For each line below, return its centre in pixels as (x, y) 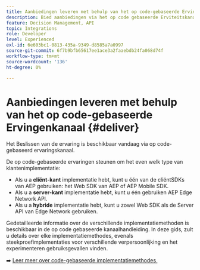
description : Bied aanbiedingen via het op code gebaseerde (82, 17)
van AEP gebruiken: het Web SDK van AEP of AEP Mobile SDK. (92, 186)
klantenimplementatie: (33, 168)
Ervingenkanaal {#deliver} (73, 128)
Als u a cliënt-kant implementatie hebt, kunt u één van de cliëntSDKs (99, 180)
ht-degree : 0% (24, 67)
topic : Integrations (32, 28)
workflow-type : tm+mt (33, 56)
